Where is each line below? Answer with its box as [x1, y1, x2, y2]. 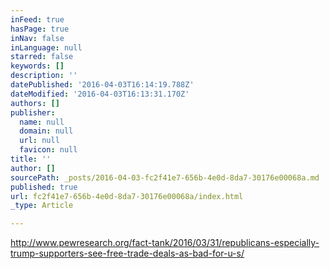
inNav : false [10, 33, 65, 43]
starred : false [10, 52, 74, 62]
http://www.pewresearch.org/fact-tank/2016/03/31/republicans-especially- [10, 237, 320, 249]
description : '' [10, 71, 78, 81]
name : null [19, 117, 65, 127]
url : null [19, 136, 60, 146]
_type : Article [10, 201, 74, 211]
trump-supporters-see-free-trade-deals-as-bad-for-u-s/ [10, 247, 245, 260]
